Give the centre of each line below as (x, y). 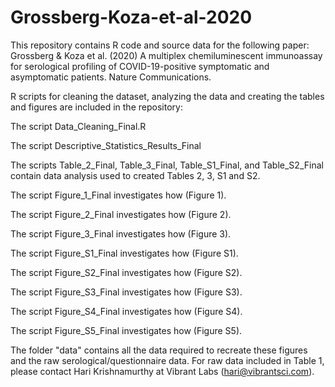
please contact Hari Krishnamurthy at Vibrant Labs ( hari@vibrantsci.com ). (162, 371)
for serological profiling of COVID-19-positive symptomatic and (140, 66)
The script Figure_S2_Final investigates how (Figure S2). (126, 272)
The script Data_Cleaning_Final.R (78, 126)
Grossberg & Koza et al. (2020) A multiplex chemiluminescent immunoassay (166, 55)
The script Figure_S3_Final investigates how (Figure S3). (126, 292)
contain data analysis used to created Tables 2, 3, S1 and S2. (135, 175)
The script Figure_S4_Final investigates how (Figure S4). (126, 311)
